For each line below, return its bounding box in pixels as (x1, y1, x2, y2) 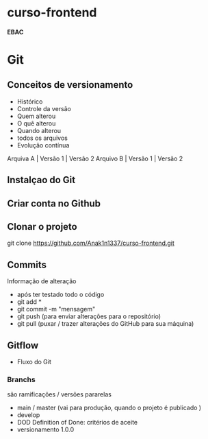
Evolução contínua (16, 141, 70, 149)
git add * (16, 298, 42, 306)
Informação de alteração (7, 277, 77, 285)
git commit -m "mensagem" (16, 305, 96, 313)
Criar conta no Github (7, 198, 101, 209)
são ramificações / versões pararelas (7, 390, 112, 399)
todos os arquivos (16, 134, 68, 142)
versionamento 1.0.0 (16, 425, 74, 434)
